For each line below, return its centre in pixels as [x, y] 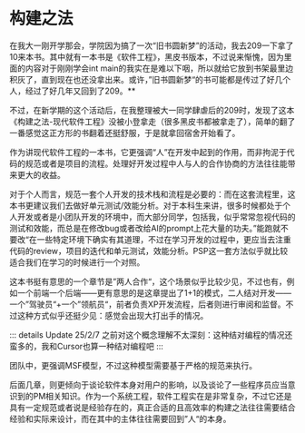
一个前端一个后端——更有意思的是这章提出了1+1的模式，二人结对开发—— [154, 292]
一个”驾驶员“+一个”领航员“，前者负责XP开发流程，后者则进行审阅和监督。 [148, 304]
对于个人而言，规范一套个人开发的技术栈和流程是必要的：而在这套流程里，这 [152, 194]
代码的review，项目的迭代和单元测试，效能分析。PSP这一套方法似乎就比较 [149, 251]
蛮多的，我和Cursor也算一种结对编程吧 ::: [86, 346]
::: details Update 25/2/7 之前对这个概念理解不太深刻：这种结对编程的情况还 [151, 335]
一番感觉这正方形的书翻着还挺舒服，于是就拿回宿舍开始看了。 [125, 133]
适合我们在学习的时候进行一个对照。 [77, 262]
